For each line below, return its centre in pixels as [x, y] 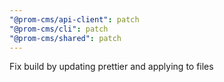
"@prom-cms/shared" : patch [65, 38]
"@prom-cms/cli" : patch [59, 29]
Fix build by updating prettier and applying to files [111, 67]
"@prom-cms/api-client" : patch [74, 19]
